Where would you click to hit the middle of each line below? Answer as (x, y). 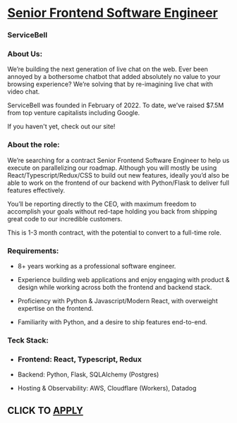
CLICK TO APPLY (45, 410)
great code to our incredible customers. (65, 219)
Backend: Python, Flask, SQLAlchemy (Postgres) (88, 374)
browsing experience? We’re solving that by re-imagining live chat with (110, 84)
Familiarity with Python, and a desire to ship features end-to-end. (113, 322)
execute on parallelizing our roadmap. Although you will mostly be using (112, 168)
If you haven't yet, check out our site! (61, 127)
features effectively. (36, 190)
